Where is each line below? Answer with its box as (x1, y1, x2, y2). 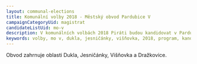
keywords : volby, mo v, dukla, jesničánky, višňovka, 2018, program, (6, 35, 180, 41)
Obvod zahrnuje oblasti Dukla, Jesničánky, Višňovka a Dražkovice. (6, 52, 167, 58)
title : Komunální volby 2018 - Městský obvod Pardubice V (6, 14, 151, 20)
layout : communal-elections (6, 8, 75, 15)
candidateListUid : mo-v (6, 24, 64, 31)
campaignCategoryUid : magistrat (6, 19, 85, 25)
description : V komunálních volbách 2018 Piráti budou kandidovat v (6, 30, 177, 36)
